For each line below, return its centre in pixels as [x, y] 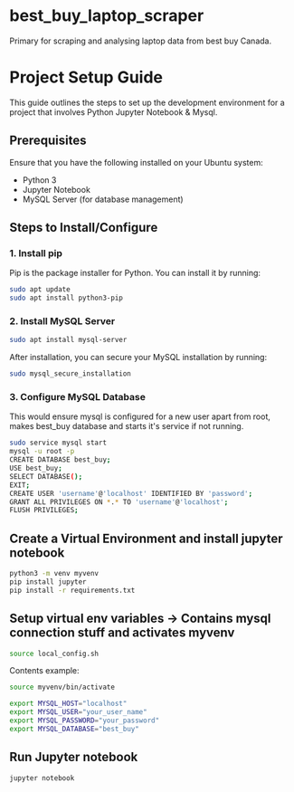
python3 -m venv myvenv [54, 574]
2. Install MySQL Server [62, 321]
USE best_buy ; [36, 468]
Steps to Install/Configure [84, 228]
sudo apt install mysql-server [68, 340]
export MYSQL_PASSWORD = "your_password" [85, 720]
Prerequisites [48, 141]
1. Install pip [36, 253]
